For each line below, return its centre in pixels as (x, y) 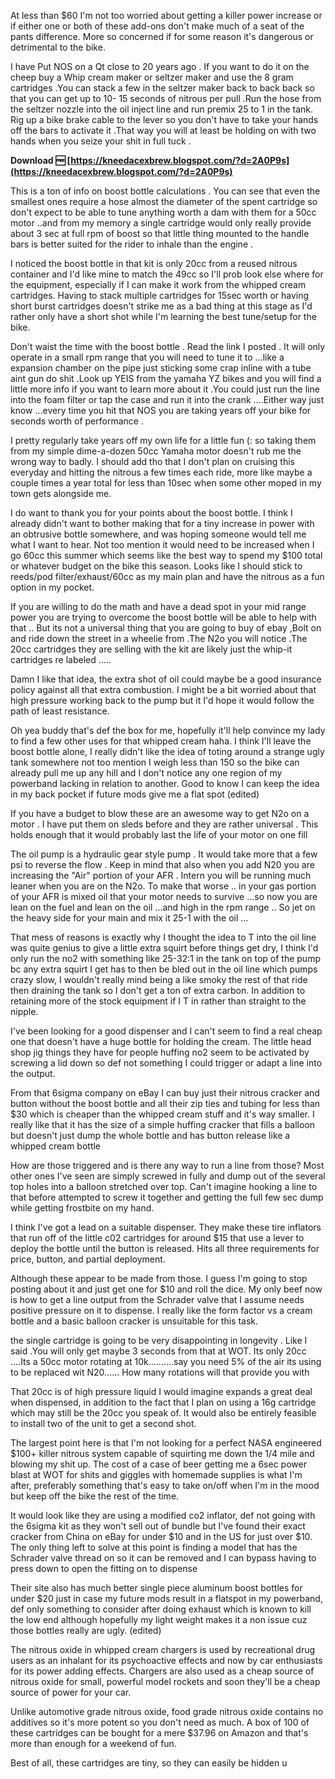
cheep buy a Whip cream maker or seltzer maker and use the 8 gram (152, 77)
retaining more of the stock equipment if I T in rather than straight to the (158, 1001)
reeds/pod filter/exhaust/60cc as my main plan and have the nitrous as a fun (167, 576)
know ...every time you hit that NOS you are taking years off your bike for (161, 410)
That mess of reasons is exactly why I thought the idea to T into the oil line (163, 937)
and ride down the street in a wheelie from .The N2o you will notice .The (159, 638)
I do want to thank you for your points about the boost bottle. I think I (151, 513)
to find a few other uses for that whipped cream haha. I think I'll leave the (161, 741)
